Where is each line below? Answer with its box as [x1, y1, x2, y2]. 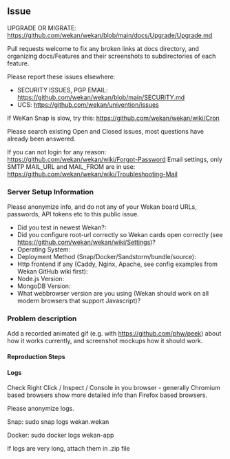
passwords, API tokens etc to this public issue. [7, 210, 139, 218]
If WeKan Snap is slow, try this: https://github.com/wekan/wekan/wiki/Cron [7, 114, 220, 122]
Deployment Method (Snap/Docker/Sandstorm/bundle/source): [17, 253, 196, 261]
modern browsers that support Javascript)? [17, 296, 141, 305]
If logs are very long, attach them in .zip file [7, 445, 131, 453]
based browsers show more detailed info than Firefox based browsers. [7, 391, 208, 399]
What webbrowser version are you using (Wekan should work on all [17, 289, 209, 298]
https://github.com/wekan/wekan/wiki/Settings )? [17, 238, 156, 247]
